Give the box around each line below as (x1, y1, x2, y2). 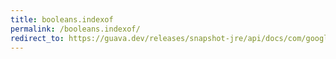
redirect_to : (10, 33, 65, 43)
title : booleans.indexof (10, 14, 114, 25)
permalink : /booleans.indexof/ (10, 24, 141, 34)
